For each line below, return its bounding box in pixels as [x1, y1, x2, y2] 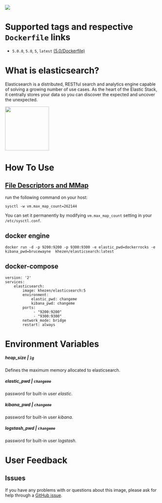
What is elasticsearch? [5, 65, 100, 76]
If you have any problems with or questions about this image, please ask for [5, 487, 157, 493]
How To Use [5, 162, 54, 173]
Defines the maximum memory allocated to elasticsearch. [5, 367, 121, 373]
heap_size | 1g [5, 355, 35, 361]
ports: [22, 305, 36, 310]
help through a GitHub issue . [5, 492, 62, 498]
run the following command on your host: [5, 194, 88, 200]
